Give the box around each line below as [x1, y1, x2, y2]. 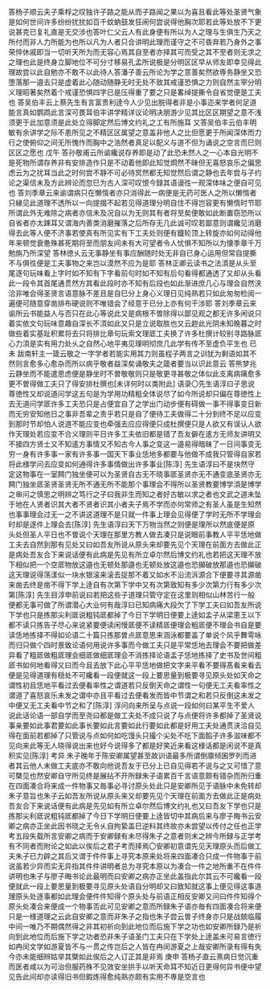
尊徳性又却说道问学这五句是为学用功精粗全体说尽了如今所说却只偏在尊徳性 [8, 389, 255, 398]
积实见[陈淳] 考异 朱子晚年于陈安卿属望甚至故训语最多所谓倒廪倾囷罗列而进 [8, 751, 257, 760]
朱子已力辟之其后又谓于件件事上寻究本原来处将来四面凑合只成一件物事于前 [14, 852, 262, 860]
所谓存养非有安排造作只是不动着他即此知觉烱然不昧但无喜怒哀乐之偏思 [29, 158, 262, 167]
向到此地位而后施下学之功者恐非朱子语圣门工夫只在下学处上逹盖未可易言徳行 [8, 932, 262, 941]
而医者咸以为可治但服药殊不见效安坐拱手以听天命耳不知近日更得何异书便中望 [8, 962, 262, 971]
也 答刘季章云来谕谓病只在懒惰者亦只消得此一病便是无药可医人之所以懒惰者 [8, 188, 257, 197]
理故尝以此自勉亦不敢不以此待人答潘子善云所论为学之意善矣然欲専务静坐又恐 [8, 68, 262, 76]
